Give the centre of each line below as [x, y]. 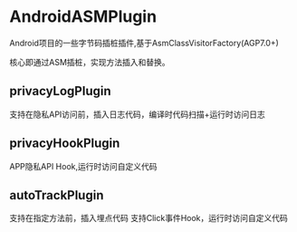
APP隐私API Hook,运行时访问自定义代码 [83, 166]
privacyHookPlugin [65, 144]
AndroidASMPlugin [83, 17]
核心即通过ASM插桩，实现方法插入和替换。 [90, 62]
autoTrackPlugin [57, 195]
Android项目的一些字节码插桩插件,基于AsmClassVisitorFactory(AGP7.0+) [144, 43]
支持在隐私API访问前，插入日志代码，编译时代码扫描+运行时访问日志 [137, 114]
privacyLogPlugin [60, 91]
